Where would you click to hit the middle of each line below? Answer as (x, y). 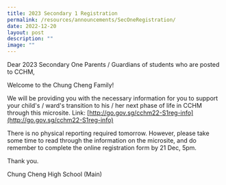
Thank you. (23, 161)
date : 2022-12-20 (32, 26)
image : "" (21, 45)
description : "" (30, 39)
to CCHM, (21, 72)
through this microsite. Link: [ (48, 113)
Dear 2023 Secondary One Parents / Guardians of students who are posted (113, 65)
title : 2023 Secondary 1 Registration (62, 13)
